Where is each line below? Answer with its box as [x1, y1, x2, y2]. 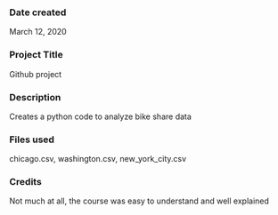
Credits [9, 176, 42, 188]
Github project [9, 68, 62, 79]
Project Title [9, 49, 64, 61]
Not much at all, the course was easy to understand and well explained [9, 195, 270, 206]
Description [9, 91, 61, 103]
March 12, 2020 [9, 27, 67, 37]
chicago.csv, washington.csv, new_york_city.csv [9, 154, 187, 164]
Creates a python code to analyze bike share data [9, 111, 192, 122]
